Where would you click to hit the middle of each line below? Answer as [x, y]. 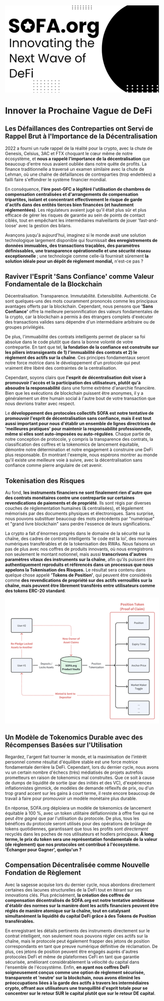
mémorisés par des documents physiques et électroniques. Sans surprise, [80, 514]
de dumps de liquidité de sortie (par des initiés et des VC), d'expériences [79, 783]
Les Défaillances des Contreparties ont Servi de [79, 129]
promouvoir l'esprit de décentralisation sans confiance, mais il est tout [78, 418]
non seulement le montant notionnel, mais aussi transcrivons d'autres [76, 554]
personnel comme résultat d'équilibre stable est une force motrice [72, 762]
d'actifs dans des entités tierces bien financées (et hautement [70, 205]
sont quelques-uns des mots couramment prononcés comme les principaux [81, 301]
